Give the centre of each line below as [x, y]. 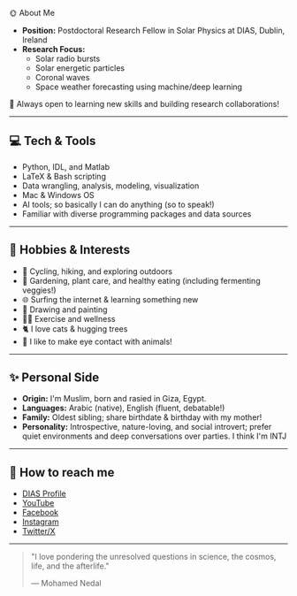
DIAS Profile [44, 493]
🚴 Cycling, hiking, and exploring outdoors [97, 271]
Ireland [34, 40]
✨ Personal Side [54, 378]
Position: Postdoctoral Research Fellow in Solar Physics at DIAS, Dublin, [153, 31]
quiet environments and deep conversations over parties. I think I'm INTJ [154, 436]
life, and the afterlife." [70, 566]
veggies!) [39, 290]
